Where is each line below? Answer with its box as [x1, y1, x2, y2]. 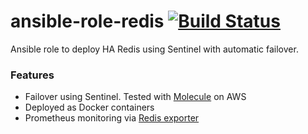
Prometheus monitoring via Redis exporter [24, 112, 200, 124]
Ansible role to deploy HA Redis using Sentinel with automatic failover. [10, 43, 299, 55]
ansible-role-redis [10, 10, 165, 33]
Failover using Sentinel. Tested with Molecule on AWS [24, 91, 247, 103]
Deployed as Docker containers [24, 101, 155, 114]
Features [10, 68, 55, 82]
